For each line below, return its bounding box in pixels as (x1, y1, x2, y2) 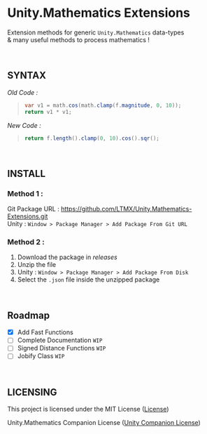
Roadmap (7, 309, 50, 321)
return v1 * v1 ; (24, 108, 72, 115)
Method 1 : (7, 188, 43, 198)
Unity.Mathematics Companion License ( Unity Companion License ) (7, 419, 201, 427)
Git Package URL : (7, 205, 59, 213)
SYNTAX (7, 70, 47, 81)
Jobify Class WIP (17, 352, 65, 360)
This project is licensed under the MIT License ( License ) (7, 405, 169, 414)
